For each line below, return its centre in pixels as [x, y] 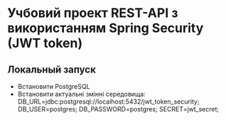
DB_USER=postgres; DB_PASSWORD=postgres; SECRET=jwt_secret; [118, 109]
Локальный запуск [52, 69]
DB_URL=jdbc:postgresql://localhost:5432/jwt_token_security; [108, 102]
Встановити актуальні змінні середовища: [81, 94]
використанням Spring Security [106, 28]
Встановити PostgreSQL [54, 86]
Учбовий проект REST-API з [93, 13]
